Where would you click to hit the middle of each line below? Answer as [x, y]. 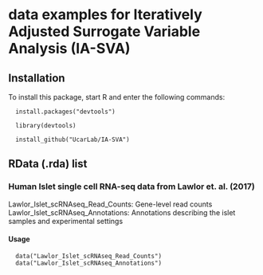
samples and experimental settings [66, 221]
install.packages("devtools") [65, 112]
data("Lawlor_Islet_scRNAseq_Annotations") [88, 263]
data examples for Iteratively [106, 15]
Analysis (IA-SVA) [69, 49]
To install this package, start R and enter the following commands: [117, 97]
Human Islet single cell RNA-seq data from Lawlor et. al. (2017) [131, 187]
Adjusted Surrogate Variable [104, 31]
